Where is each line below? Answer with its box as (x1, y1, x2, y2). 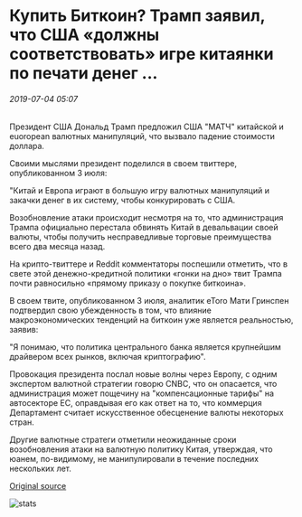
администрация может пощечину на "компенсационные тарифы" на (9, 388, 274, 399)
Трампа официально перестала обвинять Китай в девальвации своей (9, 222, 278, 233)
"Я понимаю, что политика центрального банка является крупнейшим (9, 342, 282, 352)
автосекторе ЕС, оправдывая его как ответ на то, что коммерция (9, 398, 262, 409)
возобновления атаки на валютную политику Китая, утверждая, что (9, 444, 273, 455)
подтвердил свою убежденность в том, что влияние (9, 305, 212, 316)
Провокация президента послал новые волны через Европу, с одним (9, 369, 278, 380)
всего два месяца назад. (9, 241, 106, 252)
